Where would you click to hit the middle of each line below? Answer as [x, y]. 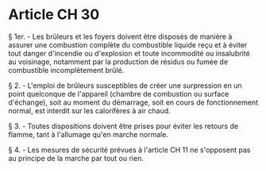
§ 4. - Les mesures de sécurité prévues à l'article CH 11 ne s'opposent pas [129, 150]
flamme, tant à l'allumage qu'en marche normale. [89, 134]
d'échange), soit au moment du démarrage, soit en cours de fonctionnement [133, 102]
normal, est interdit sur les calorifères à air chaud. [89, 110]
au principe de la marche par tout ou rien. [76, 158]
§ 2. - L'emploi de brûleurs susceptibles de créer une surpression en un [125, 85]
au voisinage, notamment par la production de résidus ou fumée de [118, 62]
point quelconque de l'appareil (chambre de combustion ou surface [119, 93]
